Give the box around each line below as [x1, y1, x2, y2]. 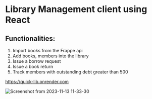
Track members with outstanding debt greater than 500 [12, 69, 128, 75]
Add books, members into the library [12, 53, 89, 59]
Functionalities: [5, 34, 56, 43]
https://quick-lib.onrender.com [5, 79, 69, 84]
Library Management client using [5, 4, 147, 15]
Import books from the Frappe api [12, 48, 83, 53]
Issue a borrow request [12, 58, 61, 64]
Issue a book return [12, 64, 54, 69]
